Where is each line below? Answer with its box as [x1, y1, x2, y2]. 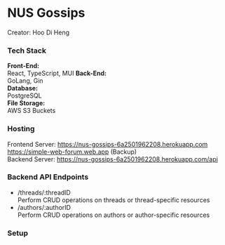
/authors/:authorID [17, 203, 71, 211]
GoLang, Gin [7, 77, 43, 85]
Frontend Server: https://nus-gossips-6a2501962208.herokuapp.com [7, 140, 208, 148]
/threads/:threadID [17, 188, 71, 197]
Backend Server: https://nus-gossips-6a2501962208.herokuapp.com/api [7, 154, 219, 163]
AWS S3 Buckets [7, 107, 56, 115]
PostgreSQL [7, 91, 42, 100]
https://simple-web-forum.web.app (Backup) [7, 147, 137, 156]
